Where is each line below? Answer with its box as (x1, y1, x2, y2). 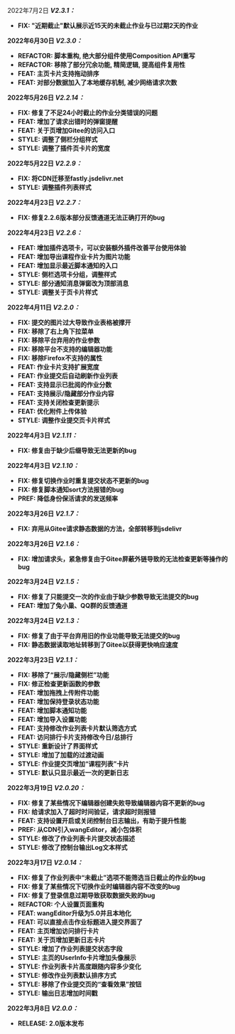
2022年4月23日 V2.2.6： (7, 228, 83, 237)
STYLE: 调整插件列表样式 (17, 183, 92, 191)
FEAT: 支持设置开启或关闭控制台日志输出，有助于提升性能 (17, 816, 187, 825)
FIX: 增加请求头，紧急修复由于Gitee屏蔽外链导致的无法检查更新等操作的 (17, 555, 229, 563)
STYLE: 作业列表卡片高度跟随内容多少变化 (17, 962, 141, 971)
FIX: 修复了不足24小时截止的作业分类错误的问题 (17, 109, 158, 117)
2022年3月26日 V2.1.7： (7, 509, 80, 518)
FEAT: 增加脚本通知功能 (17, 706, 87, 715)
